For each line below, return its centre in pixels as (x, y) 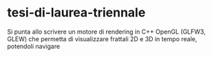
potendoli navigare (34, 46)
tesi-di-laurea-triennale (76, 13)
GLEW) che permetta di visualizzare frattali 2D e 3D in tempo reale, (102, 38)
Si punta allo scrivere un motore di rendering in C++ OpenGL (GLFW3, (106, 32)
